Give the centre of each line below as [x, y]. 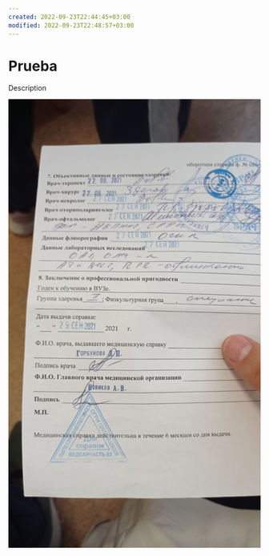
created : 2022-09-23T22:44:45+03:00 [69, 17]
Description [27, 88]
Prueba [33, 66]
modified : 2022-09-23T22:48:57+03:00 [71, 25]
